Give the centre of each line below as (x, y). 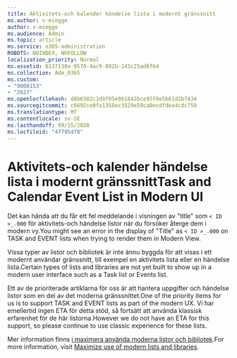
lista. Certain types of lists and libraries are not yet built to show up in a (109, 267)
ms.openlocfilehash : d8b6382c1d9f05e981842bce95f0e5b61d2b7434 (102, 99)
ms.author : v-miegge (38, 20)
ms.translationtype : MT (42, 112)
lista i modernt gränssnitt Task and (109, 181)
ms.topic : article (34, 40)
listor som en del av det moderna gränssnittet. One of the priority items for (114, 296)
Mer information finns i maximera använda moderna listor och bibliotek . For (116, 340)
